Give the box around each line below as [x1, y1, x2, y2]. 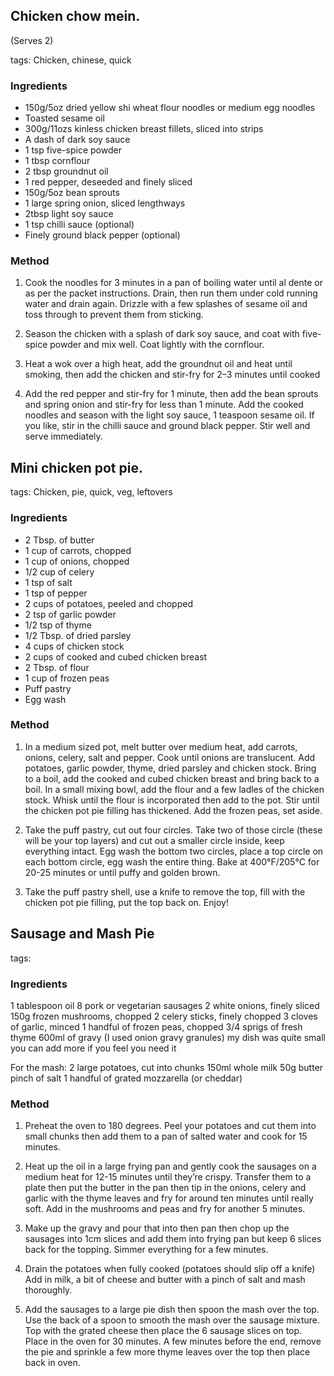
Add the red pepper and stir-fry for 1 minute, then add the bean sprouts [24, 388, 319, 400]
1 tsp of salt [24, 576, 73, 588]
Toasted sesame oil [24, 112, 105, 124]
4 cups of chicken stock [24, 640, 125, 652]
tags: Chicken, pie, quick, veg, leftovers [10, 486, 173, 498]
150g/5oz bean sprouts [24, 187, 120, 199]
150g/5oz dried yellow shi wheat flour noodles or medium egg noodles [24, 102, 316, 114]
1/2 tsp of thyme [24, 619, 92, 631]
